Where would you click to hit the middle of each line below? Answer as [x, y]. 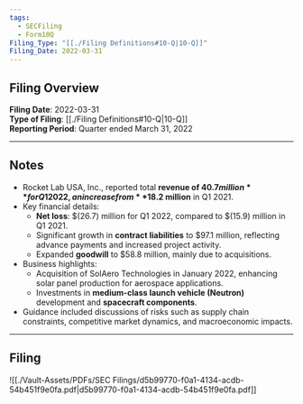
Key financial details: [61, 206]
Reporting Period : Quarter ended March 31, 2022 [101, 128]
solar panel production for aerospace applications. [129, 283]
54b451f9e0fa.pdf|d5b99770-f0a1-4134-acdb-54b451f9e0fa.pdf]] [133, 390]
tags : [19, 18]
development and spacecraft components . [116, 302]
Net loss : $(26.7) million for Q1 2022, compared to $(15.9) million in [161, 216]
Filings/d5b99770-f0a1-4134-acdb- [178, 380]
